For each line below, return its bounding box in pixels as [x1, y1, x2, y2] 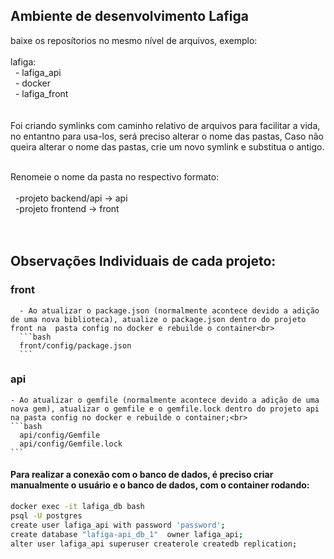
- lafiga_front [14, 87, 69, 99]
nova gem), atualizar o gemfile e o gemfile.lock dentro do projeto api [10, 404, 320, 414]
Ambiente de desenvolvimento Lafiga [10, 8, 249, 25]
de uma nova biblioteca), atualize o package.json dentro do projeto [10, 314, 307, 324]
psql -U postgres [10, 510, 83, 521]
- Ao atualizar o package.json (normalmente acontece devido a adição [19, 305, 320, 316]
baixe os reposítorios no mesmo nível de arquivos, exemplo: [10, 34, 258, 46]
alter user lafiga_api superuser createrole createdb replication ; [10, 539, 298, 549]
